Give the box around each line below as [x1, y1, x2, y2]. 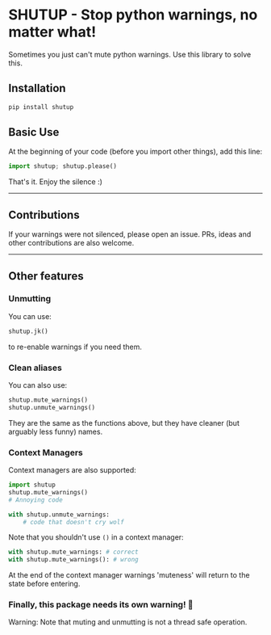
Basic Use [8, 125, 60, 139]
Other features [8, 269, 84, 283]
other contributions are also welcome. [8, 238, 135, 248]
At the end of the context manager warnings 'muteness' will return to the [8, 570, 250, 580]
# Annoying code [8, 495, 63, 504]
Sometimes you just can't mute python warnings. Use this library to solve [8, 49, 252, 59]
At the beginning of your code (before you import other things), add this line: [8, 147, 263, 157]
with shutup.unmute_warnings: [8, 511, 110, 519]
